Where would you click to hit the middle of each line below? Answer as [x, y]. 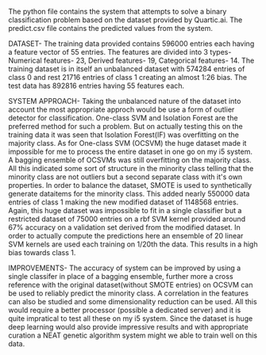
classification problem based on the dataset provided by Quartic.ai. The [125, 20]
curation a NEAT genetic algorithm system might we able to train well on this [133, 335]
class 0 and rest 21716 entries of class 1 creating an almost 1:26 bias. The [128, 77]
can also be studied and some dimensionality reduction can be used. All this [133, 302]
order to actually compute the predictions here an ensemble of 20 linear [126, 236]
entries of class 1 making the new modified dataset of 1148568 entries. [123, 202]
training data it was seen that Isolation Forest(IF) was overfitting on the [124, 135]
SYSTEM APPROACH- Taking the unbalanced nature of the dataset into [125, 101]
